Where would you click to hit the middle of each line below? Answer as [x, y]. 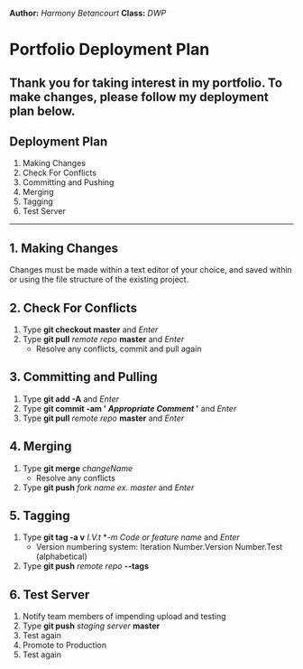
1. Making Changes [64, 248]
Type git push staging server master [91, 626]
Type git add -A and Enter [71, 399]
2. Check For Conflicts [73, 307]
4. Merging [41, 446]
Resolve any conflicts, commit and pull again [119, 349]
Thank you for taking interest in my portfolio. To [146, 83]
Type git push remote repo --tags [85, 566]
